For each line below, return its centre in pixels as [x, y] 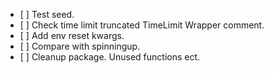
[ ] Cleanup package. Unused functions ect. [110, 57]
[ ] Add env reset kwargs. [72, 35]
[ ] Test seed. [47, 14]
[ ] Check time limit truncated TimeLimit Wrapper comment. [142, 25]
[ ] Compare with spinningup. [80, 46]
